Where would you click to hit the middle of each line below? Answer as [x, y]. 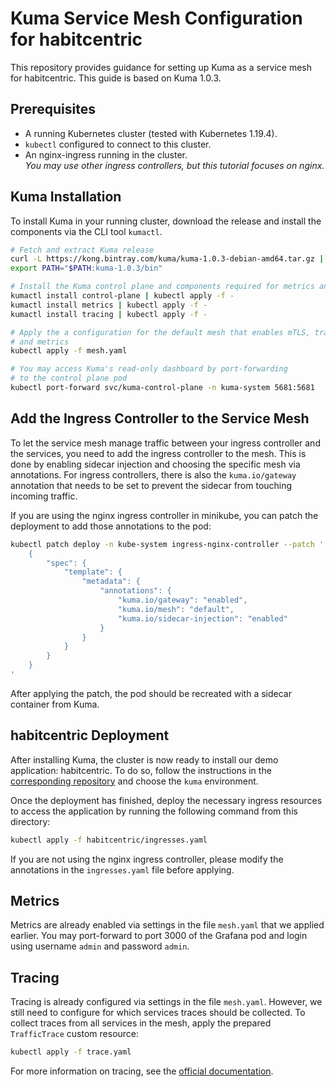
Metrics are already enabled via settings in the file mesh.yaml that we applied [167, 925]
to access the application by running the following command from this [154, 811]
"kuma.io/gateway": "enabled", [182, 600]
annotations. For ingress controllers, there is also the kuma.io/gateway [153, 474]
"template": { [93, 572]
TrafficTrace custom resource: [75, 1034]
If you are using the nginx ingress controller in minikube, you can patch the [164, 515]
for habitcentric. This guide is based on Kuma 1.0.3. [116, 78]
